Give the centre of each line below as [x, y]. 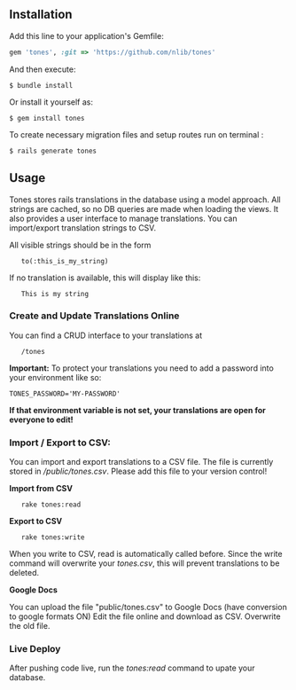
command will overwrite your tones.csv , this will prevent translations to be [144, 563]
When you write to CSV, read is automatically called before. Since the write [146, 554]
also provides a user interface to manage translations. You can [123, 218]
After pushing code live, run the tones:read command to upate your [132, 668]
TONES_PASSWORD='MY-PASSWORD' [65, 394]
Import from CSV [41, 489]
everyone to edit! [41, 419]
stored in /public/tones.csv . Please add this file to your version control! [138, 471]
